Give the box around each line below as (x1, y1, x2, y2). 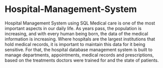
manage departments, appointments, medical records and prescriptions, (4, 51, 154, 58)
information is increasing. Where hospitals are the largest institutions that (4, 36, 155, 42)
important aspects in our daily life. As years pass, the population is (4, 25, 142, 31)
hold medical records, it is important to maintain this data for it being (4, 41, 145, 47)
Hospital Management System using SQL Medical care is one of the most (4, 20, 155, 26)
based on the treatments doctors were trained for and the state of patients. (4, 57, 159, 63)
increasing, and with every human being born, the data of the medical (4, 30, 148, 36)
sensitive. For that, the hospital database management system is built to (4, 46, 153, 52)
